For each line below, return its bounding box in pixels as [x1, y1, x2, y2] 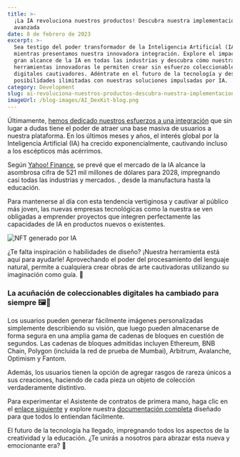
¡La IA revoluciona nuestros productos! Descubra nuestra [14, 17, 191, 24]
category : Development [7, 84, 75, 91]
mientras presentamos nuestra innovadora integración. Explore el [14, 51, 216, 58]
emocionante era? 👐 [7, 441, 66, 450]
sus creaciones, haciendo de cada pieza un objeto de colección [7, 376, 195, 384]
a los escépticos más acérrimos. [7, 147, 103, 155]
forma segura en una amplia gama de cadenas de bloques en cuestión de [7, 331, 224, 340]
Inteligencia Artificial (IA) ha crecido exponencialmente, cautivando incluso [7, 139, 228, 147]
